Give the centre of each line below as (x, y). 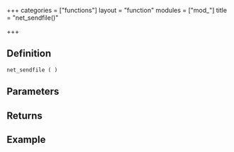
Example (26, 140)
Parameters (33, 92)
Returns (25, 116)
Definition (29, 53)
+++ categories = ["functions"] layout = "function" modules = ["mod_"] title (117, 10)
